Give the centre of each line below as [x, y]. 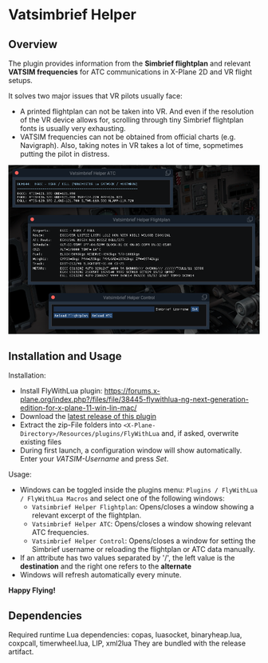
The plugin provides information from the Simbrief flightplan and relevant [130, 63]
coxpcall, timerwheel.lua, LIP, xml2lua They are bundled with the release [127, 643]
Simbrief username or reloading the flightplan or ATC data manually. [143, 549]
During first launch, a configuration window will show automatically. [131, 450]
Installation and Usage [65, 356]
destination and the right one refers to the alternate [106, 566]
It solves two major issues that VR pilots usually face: [96, 96]
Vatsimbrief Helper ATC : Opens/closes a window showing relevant [142, 524]
